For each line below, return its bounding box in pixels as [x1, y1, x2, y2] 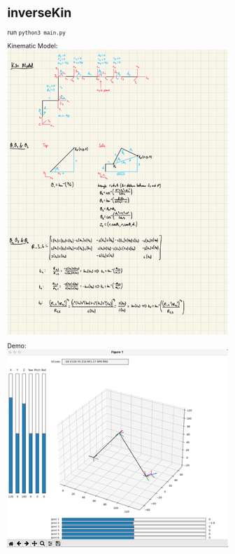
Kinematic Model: [7, 41, 58, 50]
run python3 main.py [7, 28, 66, 36]
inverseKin [7, 5, 72, 21]
